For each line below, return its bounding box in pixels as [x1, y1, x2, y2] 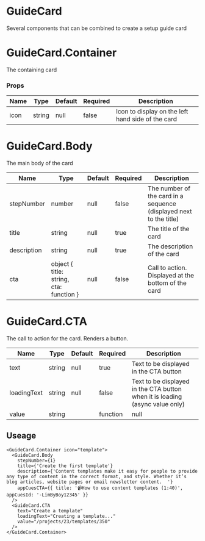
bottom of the [147, 279, 187, 287]
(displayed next [147, 207, 192, 216]
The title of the [147, 224, 190, 233]
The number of [147, 184, 191, 193]
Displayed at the [147, 271, 194, 280]
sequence [147, 199, 177, 208]
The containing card [6, 66, 57, 73]
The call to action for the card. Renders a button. [6, 335, 129, 342]
